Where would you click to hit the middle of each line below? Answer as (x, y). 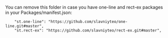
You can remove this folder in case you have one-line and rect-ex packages (84, 7)
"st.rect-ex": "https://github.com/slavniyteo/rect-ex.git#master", (88, 30)
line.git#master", (25, 26)
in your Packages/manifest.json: (39, 12)
